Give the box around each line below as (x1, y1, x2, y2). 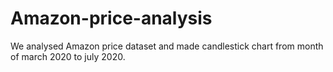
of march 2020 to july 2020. (10, 50, 126, 62)
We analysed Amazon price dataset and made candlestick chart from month (10, 40, 324, 52)
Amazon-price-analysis (10, 7, 213, 30)
